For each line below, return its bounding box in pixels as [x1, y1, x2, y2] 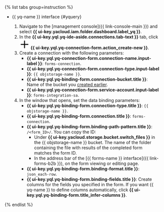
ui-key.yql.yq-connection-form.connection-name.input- [31, 55, 152, 61]
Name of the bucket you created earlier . [26, 82, 109, 87]
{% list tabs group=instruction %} [4, 4, 73, 10]
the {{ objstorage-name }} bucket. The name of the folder [34, 140, 152, 145]
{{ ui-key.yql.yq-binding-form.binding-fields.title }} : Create [26, 176, 152, 182]
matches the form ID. [34, 150, 77, 156]
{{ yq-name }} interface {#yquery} [11, 14, 82, 19]
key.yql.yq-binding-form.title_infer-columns [26, 192, 121, 198]
